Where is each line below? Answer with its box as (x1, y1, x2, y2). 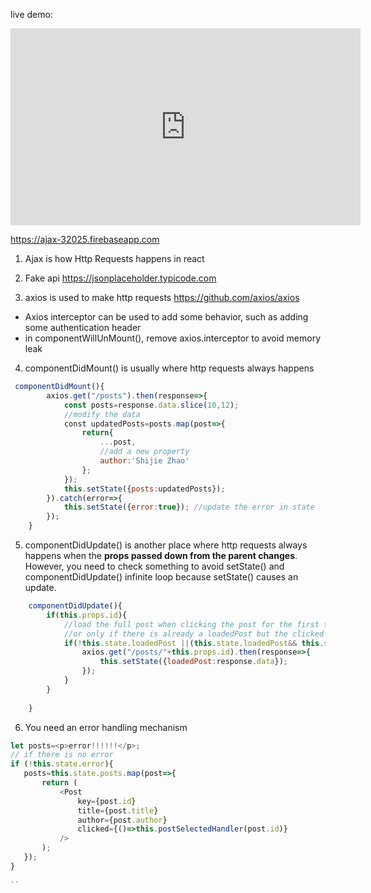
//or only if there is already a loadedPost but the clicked (63, 629, 325, 639)
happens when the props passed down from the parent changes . (24, 550, 298, 561)
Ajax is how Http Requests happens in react (24, 253, 205, 264)
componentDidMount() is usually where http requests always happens (24, 362, 315, 374)
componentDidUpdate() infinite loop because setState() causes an (24, 571, 299, 583)
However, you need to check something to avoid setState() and (24, 560, 285, 572)
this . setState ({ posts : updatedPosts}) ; (63, 484, 226, 494)
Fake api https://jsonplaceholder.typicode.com (24, 272, 217, 284)
